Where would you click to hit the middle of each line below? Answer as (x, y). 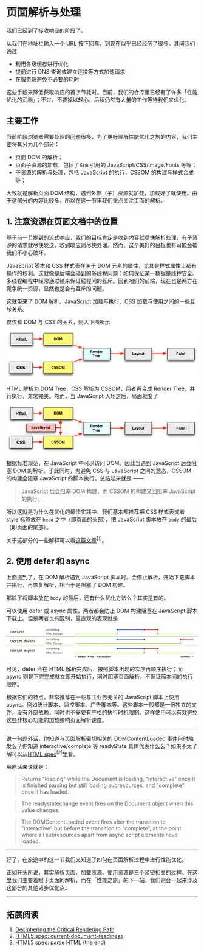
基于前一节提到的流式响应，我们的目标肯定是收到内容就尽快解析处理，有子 (99, 237)
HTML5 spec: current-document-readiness (69, 936)
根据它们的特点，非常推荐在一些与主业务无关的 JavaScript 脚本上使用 (93, 697)
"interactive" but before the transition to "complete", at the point (101, 828)
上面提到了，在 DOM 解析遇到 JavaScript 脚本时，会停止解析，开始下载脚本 (101, 577)
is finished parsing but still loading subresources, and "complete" (103, 785)
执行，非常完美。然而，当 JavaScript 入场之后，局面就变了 (85, 396)
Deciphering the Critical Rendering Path (65, 929)
